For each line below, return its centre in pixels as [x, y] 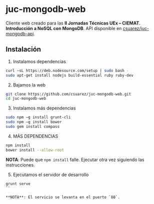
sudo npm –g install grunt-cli [38, 117]
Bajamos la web [29, 85]
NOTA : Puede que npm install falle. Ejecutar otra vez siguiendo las [75, 159]
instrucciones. [20, 165]
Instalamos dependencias [39, 61]
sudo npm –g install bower [34, 122]
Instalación [23, 49]
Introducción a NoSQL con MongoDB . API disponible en [64, 28]
